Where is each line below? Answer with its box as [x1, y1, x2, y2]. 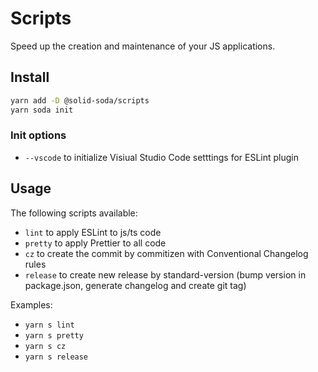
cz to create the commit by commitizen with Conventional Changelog [24, 247, 309, 259]
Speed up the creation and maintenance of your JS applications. [10, 40, 276, 52]
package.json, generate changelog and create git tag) [24, 279, 247, 291]
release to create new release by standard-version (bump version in [24, 268, 307, 281]
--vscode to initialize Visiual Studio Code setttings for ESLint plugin [24, 151, 300, 163]
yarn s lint [24, 320, 75, 330]
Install [10, 69, 50, 86]
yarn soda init [10, 105, 74, 115]
